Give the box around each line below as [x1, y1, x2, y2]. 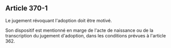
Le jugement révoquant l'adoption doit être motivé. [5, 17, 112, 23]
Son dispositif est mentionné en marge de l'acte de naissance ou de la [5, 27, 154, 33]
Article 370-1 [5, 4, 48, 13]
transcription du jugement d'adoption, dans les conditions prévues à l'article [5, 32, 166, 38]
